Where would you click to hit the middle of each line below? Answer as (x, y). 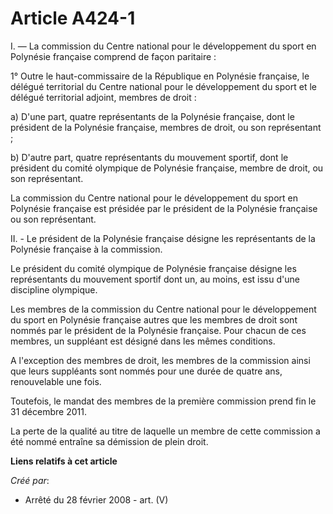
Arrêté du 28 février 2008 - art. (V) (96, 499)
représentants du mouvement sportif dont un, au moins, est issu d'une (155, 279)
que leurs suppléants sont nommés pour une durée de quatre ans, (146, 371)
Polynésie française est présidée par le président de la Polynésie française (164, 208)
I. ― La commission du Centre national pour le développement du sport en (163, 46)
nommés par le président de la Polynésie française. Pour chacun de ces (158, 330)
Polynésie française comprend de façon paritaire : (113, 56)
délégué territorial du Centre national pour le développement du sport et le (163, 86)
